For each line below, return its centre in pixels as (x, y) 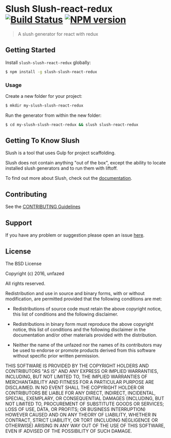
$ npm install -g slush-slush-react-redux (51, 72)
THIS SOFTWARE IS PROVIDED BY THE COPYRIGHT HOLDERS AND (77, 366)
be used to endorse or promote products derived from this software (84, 350)
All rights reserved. (25, 283)
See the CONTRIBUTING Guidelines (43, 207)
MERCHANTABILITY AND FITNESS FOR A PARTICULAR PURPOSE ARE (80, 382)
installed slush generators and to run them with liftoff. (61, 168)
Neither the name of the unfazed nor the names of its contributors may (87, 345)
